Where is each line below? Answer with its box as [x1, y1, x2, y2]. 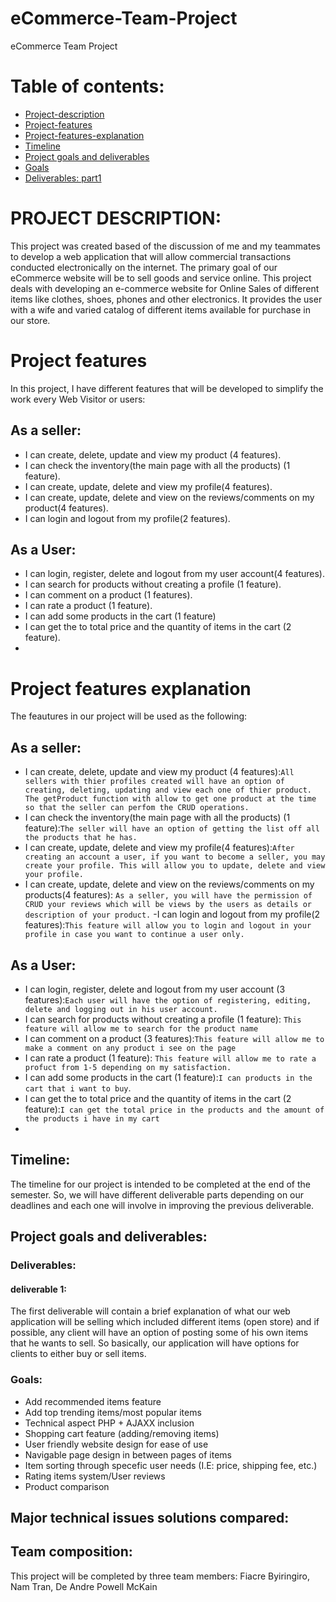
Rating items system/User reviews [24, 1470, 166, 1482]
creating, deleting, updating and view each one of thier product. [24, 785, 312, 796]
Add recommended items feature [24, 1395, 162, 1407]
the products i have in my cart [24, 1113, 160, 1124]
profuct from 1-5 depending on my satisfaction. [24, 1062, 232, 1072]
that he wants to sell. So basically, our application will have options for [10, 1337, 300, 1349]
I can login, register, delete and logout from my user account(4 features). [24, 568, 325, 580]
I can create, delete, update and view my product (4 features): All [24, 766, 295, 778]
